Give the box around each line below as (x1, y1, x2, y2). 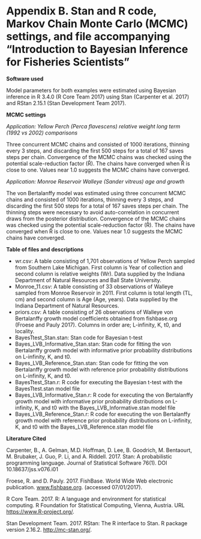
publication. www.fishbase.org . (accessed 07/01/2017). (6, 483, 143, 490)
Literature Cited (6, 435, 46, 442)
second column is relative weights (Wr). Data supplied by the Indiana (14, 270, 185, 277)
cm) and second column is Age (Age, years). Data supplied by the (14, 295, 178, 303)
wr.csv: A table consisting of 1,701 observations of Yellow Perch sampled (14, 257, 195, 265)
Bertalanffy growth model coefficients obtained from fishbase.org (14, 315, 178, 322)
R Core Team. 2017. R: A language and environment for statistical (6, 495, 166, 502)
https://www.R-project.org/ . (6, 508, 75, 515)
